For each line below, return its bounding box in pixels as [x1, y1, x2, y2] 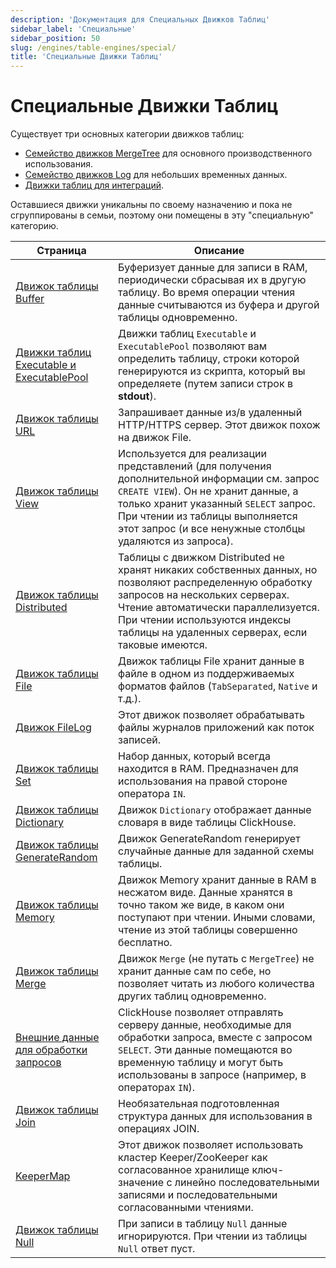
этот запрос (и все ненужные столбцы [118, 522, 306, 536]
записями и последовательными [118, 1188, 278, 1202]
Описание [193, 244, 245, 258]
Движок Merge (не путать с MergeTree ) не [118, 952, 315, 966]
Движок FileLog [15, 721, 92, 735]
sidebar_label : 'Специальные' [10, 24, 137, 34]
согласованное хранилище [118, 1163, 250, 1177]
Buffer [15, 292, 45, 306]
